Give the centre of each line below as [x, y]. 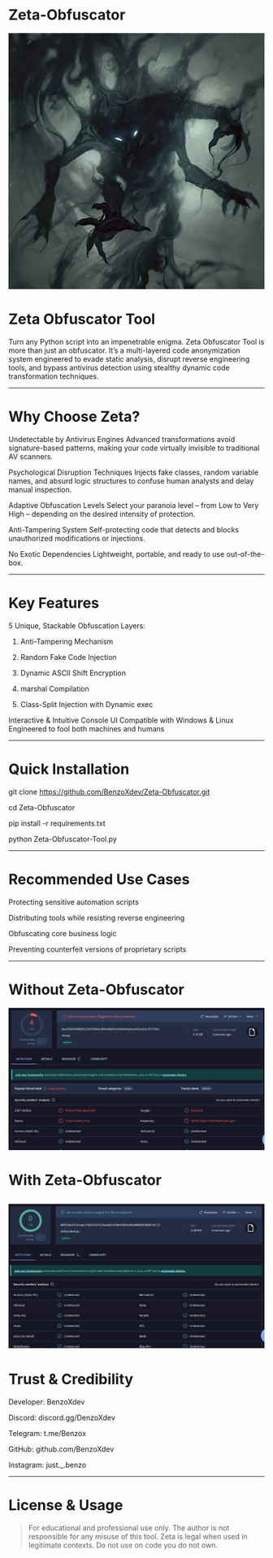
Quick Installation [69, 769]
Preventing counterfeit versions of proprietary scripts [97, 949]
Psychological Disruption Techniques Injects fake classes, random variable [133, 472]
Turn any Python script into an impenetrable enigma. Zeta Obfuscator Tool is [136, 341]
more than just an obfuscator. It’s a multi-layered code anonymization [125, 350]
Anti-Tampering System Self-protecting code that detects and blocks [124, 529]
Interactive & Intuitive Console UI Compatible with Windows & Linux [121, 720]
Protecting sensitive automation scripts [74, 902]
